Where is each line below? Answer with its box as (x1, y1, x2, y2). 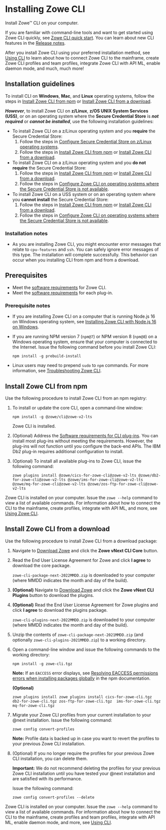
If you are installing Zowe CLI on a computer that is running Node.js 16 (12, 313, 156, 319)
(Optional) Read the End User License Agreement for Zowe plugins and (12, 601, 158, 608)
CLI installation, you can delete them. (12, 755, 88, 762)
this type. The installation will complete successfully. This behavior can (12, 252, 157, 258)
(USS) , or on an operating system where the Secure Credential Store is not (5, 113, 159, 119)
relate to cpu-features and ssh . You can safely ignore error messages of (12, 246, 159, 252)
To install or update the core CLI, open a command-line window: (12, 405, 143, 411)
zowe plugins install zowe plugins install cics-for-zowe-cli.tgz (12, 694, 152, 700)
